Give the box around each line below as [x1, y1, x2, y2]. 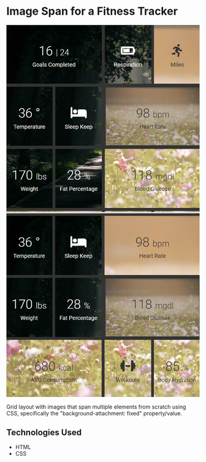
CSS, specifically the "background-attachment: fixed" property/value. [6, 409, 183, 417]
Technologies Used [6, 427, 82, 437]
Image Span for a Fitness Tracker [6, 4, 178, 18]
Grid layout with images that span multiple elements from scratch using [6, 403, 186, 410]
